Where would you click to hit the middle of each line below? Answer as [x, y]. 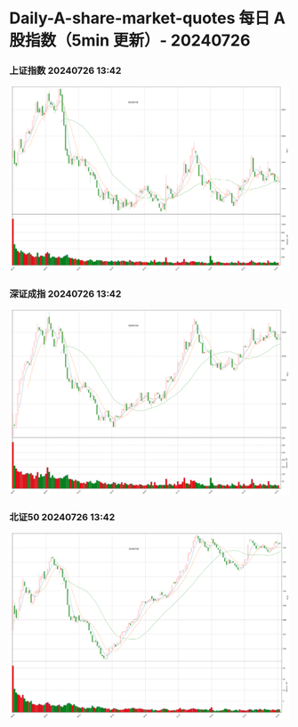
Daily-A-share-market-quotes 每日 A [148, 18]
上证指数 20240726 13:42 [65, 70]
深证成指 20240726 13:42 [65, 293]
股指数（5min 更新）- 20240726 [130, 41]
